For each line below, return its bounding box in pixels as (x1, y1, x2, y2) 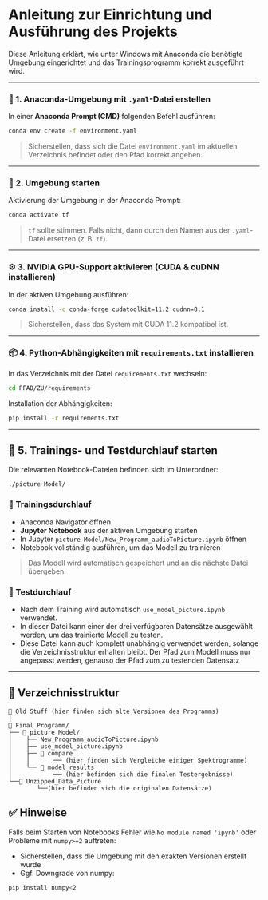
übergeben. (27, 566, 66, 576)
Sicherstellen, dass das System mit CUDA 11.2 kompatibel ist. (27, 320, 229, 329)
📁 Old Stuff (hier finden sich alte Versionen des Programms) (8, 707, 219, 715)
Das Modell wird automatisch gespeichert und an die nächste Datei (27, 558, 249, 567)
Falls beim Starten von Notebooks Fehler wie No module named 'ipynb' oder (8, 827, 257, 837)
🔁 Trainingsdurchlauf (8, 499, 92, 510)
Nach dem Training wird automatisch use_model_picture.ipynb (19, 604, 226, 614)
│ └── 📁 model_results (8, 763, 94, 771)
